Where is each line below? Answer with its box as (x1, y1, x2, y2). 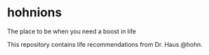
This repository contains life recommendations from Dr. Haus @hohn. (7, 40, 203, 48)
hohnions (7, 5, 62, 20)
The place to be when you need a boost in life (7, 27, 136, 35)
